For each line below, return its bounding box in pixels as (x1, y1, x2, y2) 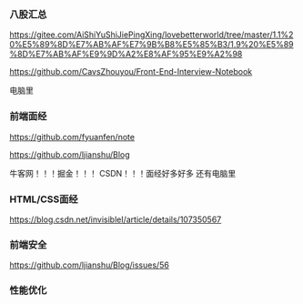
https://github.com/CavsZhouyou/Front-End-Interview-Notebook (9, 66, 253, 77)
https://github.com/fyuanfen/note (9, 131, 135, 142)
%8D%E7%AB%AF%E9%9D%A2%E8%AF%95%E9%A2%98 (9, 48, 243, 60)
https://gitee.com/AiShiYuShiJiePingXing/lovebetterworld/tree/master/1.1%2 (9, 29, 294, 40)
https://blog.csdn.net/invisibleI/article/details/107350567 (9, 214, 222, 225)
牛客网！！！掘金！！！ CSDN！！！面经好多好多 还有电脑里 (9, 167, 237, 178)
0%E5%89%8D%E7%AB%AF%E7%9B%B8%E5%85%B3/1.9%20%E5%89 (9, 39, 294, 50)
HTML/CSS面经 (9, 193, 79, 206)
